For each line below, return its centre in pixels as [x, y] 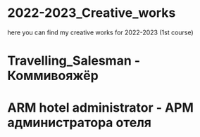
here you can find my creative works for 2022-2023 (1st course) [100, 32]
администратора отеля [80, 123]
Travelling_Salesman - [74, 61]
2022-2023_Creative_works [92, 13]
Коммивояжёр [53, 76]
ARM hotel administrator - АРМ [100, 108]
